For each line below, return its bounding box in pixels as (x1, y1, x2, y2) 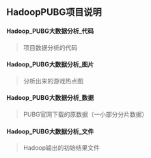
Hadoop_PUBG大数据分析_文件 (6, 127, 94, 135)
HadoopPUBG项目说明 (6, 6, 102, 18)
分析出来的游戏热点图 (23, 77, 83, 85)
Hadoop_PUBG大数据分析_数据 (6, 94, 94, 102)
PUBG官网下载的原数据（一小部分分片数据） (23, 110, 148, 118)
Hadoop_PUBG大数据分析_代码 (6, 27, 94, 35)
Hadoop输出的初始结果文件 (23, 144, 100, 152)
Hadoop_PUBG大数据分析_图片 (6, 60, 94, 68)
